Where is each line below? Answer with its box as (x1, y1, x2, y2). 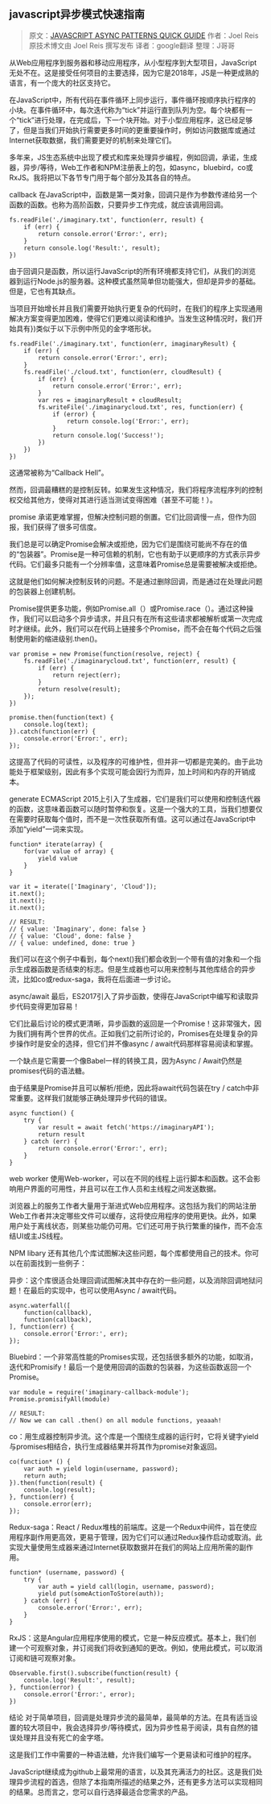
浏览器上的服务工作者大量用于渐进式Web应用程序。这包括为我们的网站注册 (9, 1201, 257, 1210)
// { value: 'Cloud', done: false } (9, 931, 132, 940)
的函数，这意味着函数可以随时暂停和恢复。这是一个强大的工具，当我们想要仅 (9, 804, 263, 814)
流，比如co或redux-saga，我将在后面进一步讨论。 (9, 974, 175, 984)
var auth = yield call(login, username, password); (38, 1582, 216, 1590)
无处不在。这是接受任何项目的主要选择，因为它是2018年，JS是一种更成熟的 (9, 68, 260, 77)
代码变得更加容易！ (15, 1002, 80, 1011)
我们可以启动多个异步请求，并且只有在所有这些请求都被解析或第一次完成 (23, 613, 263, 623)
